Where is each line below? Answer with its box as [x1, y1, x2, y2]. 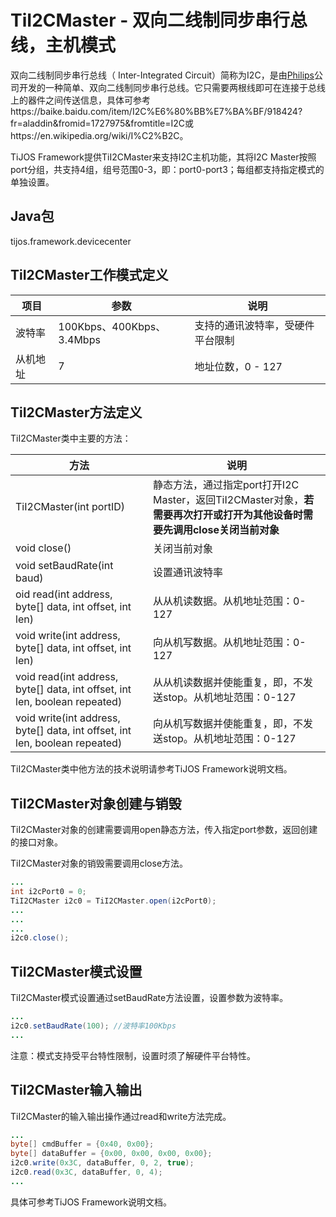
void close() [15, 541, 72, 555]
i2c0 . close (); [10, 933, 70, 943]
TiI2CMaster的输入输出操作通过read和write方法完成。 [10, 1110, 232, 1122]
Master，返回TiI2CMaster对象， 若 [152, 493, 315, 507]
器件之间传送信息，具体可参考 [27, 94, 151, 106]
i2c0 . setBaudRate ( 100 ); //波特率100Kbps [10, 1021, 177, 1031]
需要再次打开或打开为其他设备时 [152, 508, 303, 522]
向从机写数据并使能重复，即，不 [152, 717, 303, 731]
